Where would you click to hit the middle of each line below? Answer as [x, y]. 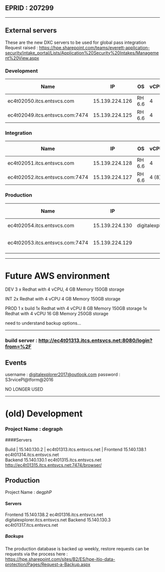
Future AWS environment [57, 276]
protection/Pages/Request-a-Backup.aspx [48, 564]
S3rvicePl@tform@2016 [29, 380]
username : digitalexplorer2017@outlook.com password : [63, 375]
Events [16, 363]
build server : [21, 340]
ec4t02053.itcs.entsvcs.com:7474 [48, 242]
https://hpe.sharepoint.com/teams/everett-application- [95, 47]
